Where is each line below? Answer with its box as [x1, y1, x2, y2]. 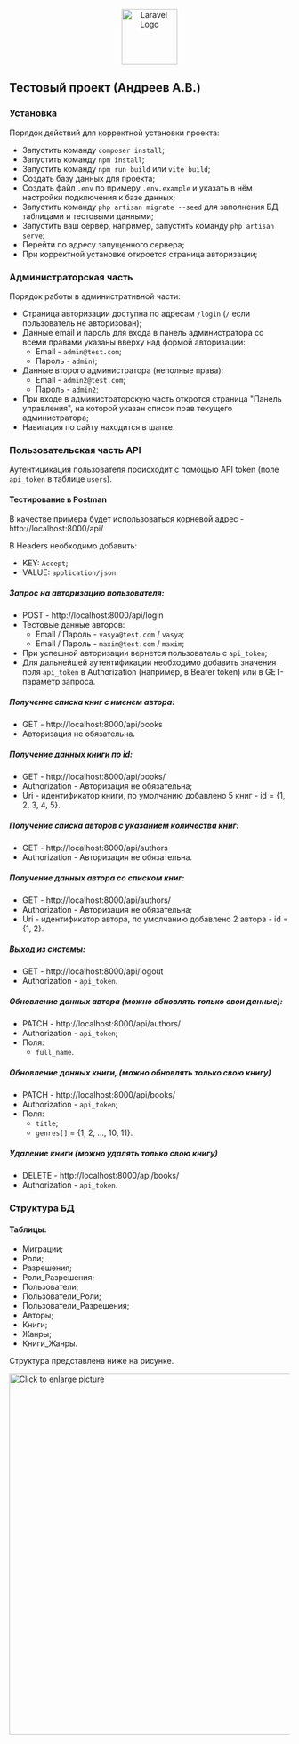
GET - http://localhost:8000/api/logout [21, 966, 164, 977]
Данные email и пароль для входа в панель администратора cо [21, 327, 264, 337]
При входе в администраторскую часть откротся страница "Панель [21, 393, 282, 404]
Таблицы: [9, 1224, 47, 1235]
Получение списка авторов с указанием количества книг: [9, 820, 239, 831]
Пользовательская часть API [9, 443, 141, 456]
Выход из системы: [9, 944, 86, 954]
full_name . [35, 1047, 75, 1058]
